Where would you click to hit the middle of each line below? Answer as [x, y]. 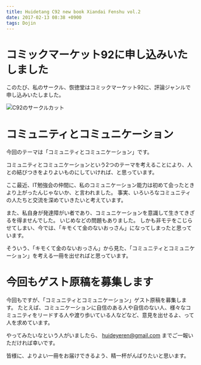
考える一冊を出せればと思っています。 [85, 256]
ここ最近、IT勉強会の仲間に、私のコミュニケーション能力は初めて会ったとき [100, 185]
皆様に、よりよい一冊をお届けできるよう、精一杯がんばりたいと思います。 [98, 356]
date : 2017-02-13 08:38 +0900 [44, 17]
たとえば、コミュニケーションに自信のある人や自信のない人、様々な [102, 308]
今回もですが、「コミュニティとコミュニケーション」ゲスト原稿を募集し [94, 300]
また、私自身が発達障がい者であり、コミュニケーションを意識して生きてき [98, 213]
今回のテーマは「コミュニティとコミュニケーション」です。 [79, 152]
